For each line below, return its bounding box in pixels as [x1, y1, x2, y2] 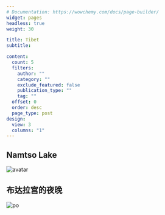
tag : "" [17, 93, 37, 99]
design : [6, 116, 26, 122]
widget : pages [6, 15, 43, 21]
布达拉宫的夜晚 [6, 185, 63, 196]
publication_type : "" [17, 88, 72, 94]
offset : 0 [12, 99, 37, 105]
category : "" [17, 76, 51, 82]
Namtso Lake [6, 150, 57, 160]
